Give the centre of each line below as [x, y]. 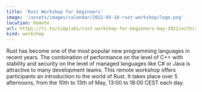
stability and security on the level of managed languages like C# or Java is [98, 64]
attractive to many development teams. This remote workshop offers [91, 70]
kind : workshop [25, 34]
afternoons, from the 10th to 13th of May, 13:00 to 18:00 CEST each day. [95, 83]
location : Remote [28, 23]
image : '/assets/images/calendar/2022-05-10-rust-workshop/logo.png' [95, 17]
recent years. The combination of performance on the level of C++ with [95, 57]
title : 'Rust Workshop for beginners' [55, 12]
